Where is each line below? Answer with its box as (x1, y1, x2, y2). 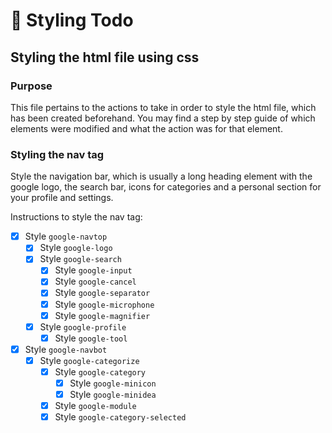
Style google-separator (54, 287, 151, 299)
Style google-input (54, 264, 133, 276)
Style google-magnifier (54, 309, 151, 321)
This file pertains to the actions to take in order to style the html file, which (10, 101, 317, 113)
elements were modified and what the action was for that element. (10, 122, 283, 134)
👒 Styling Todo (10, 9, 134, 32)
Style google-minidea (69, 389, 157, 401)
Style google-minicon (69, 377, 157, 389)
